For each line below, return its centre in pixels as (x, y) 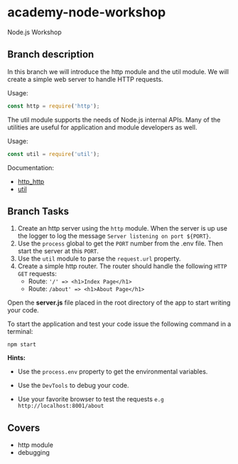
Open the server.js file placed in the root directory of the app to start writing (119, 302)
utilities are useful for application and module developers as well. (102, 127)
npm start (22, 345)
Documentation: (31, 167)
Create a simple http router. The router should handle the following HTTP (122, 266)
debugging (33, 453)
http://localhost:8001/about (61, 406)
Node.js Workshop (34, 32)
